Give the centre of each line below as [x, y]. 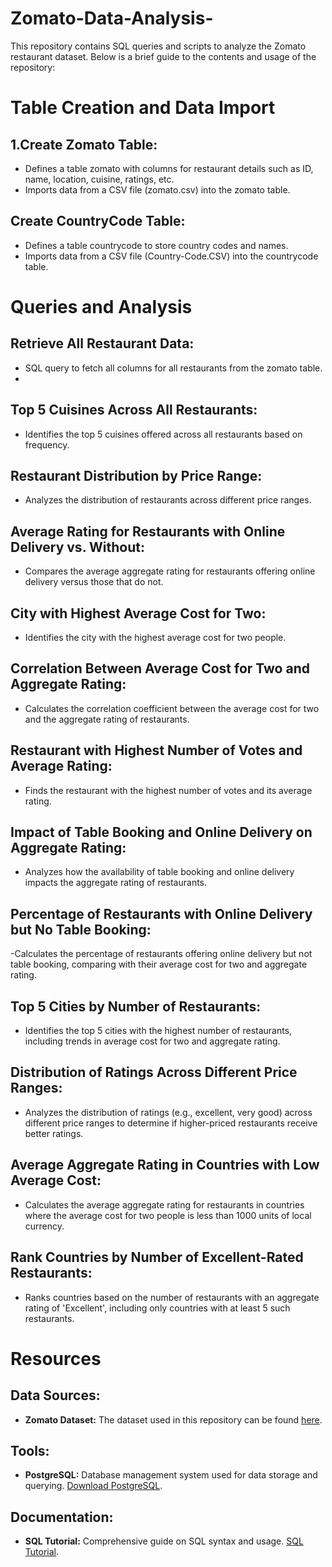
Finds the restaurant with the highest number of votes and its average [168, 790]
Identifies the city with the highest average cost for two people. [155, 637]
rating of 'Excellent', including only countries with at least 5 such [157, 1308]
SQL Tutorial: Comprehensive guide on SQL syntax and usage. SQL [164, 1541]
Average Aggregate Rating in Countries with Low [165, 1165]
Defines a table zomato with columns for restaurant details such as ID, [169, 168]
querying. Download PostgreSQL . [93, 1486]
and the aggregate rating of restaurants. [107, 719]
